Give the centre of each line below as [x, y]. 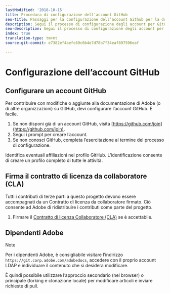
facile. [12, 114]
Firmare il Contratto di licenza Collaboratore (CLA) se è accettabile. [82, 217]
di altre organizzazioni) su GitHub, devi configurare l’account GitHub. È [79, 108]
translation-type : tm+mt [31, 38]
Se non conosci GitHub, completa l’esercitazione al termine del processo [88, 140]
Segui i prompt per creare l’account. [50, 134]
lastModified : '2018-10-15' [35, 10]
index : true [18, 33]
